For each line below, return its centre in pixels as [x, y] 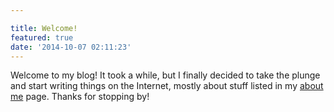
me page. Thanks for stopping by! [80, 97]
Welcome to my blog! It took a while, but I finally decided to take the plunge [165, 75]
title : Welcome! [44, 28]
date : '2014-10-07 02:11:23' [71, 47]
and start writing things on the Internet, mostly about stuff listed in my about [167, 86]
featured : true [42, 37]
